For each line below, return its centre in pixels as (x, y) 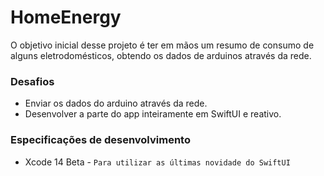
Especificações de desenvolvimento (100, 140)
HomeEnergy (66, 17)
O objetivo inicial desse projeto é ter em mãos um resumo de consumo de (162, 45)
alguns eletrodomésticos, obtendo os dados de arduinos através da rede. (161, 55)
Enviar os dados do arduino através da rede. (116, 103)
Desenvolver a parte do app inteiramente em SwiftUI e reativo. (153, 114)
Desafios (32, 81)
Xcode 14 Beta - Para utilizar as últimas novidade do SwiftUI (157, 162)
